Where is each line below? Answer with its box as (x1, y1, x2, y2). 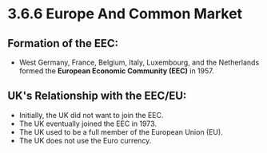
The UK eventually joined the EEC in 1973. (18, 119, 157, 128)
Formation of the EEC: (7, 37, 119, 50)
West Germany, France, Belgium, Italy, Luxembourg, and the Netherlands (18, 57, 260, 67)
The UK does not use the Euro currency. (18, 135, 152, 145)
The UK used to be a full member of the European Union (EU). (18, 127, 223, 136)
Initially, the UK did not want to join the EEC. (18, 110, 164, 120)
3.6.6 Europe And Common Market (7, 5, 243, 23)
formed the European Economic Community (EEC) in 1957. (18, 66, 214, 76)
